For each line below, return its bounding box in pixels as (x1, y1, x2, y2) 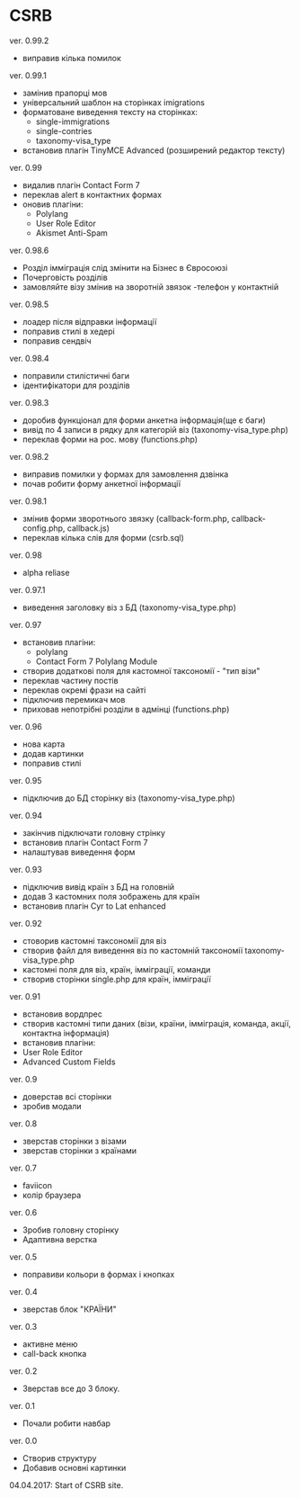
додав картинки (22, 748, 84, 758)
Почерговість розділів (22, 272, 108, 283)
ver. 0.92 (9, 918, 42, 928)
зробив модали (22, 1100, 83, 1111)
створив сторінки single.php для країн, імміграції (22, 973, 211, 984)
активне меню (22, 1338, 78, 1350)
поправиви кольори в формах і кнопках (22, 1269, 175, 1279)
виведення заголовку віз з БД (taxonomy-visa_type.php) (22, 602, 236, 613)
